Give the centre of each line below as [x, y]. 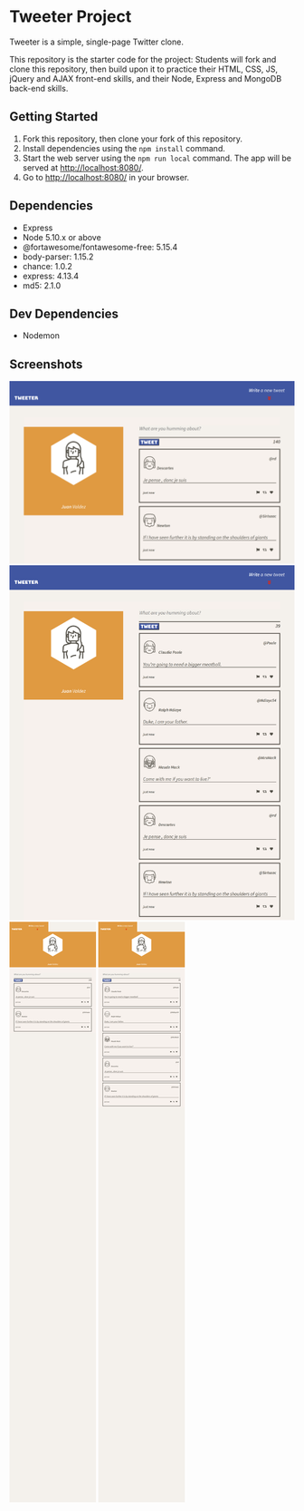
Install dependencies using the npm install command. [124, 148]
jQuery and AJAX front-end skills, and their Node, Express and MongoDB [146, 78]
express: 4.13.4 [51, 276]
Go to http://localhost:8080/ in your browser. [106, 177]
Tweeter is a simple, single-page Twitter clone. [96, 42]
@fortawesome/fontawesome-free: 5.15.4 [100, 247]
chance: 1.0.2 [47, 266]
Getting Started [54, 117]
